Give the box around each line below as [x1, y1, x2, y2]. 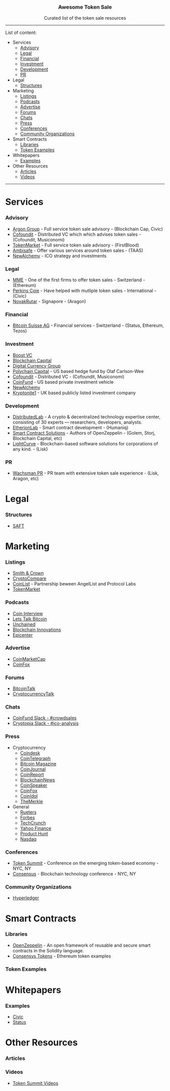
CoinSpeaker [20, 782, 48, 788]
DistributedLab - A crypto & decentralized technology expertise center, [12, 413, 161, 419]
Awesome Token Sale [58, 4, 112, 11]
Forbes [20, 814, 35, 820]
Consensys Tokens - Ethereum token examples [12, 953, 111, 959]
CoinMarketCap [12, 656, 46, 662]
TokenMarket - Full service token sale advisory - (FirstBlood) [12, 242, 140, 248]
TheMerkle [20, 798, 43, 804]
